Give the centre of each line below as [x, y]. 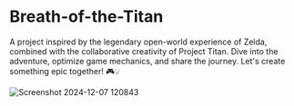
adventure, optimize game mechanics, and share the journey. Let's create [147, 61]
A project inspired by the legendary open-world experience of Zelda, [138, 42]
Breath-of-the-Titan [86, 17]
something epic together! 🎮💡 [65, 71]
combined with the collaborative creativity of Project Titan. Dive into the [144, 51]
